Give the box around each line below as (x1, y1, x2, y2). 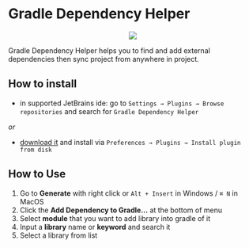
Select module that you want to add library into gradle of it (19, 213, 211, 223)
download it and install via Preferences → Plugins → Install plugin (19, 137, 241, 147)
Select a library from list (19, 231, 98, 240)
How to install (8, 77, 77, 91)
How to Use (8, 167, 66, 181)
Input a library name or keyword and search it (19, 222, 171, 231)
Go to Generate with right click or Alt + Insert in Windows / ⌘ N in (19, 188, 239, 198)
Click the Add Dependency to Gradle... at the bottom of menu (19, 205, 223, 215)
